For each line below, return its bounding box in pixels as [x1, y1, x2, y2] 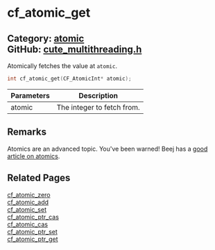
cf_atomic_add [7, 198, 49, 206]
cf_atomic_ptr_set [7, 227, 58, 235]
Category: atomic [7, 33, 85, 44]
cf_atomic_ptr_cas [7, 212, 59, 221]
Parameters [10, 90, 50, 100]
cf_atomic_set [7, 205, 47, 213]
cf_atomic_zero [7, 190, 51, 199]
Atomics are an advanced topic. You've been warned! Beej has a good [7, 144, 208, 153]
